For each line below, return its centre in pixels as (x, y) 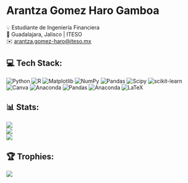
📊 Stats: (23, 107)
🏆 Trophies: (30, 157)
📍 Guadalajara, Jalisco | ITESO (44, 34)
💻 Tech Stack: (34, 64)
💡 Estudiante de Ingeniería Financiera (53, 27)
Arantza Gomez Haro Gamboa (83, 11)
